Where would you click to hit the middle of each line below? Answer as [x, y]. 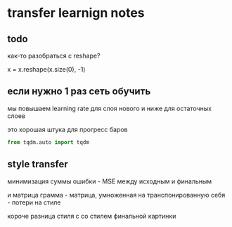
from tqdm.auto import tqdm [49, 142]
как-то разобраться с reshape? [54, 56]
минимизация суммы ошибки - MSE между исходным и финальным [110, 181]
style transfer [38, 164]
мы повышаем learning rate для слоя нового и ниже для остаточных [110, 108]
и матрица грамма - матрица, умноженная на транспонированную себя [116, 195]
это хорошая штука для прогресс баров [67, 129]
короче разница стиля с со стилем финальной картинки [92, 216]
